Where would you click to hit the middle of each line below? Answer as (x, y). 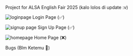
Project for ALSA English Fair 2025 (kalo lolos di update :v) (67, 7)
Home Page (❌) (50, 37)
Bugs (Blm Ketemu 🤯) (28, 48)
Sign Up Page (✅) (56, 27)
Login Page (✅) (48, 17)
